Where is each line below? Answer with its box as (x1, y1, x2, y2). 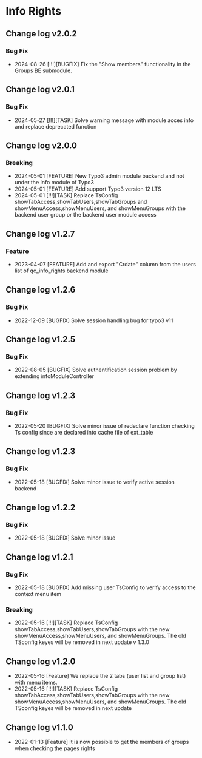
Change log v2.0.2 (5, 29, 77, 39)
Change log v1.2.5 (5, 334, 76, 345)
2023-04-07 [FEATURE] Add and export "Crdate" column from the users (14, 260, 197, 268)
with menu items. (14, 678, 58, 686)
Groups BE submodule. (14, 67, 72, 74)
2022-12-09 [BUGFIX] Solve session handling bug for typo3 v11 (14, 317, 173, 324)
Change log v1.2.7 (5, 229, 75, 239)
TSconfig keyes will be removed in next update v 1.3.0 (14, 638, 149, 646)
